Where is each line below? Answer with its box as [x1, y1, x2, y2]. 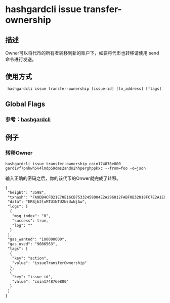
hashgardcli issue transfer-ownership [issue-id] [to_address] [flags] [7, 86, 162, 91]
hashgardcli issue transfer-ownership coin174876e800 [5, 161, 121, 166]
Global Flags [5, 100, 46, 109]
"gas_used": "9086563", [7, 241, 58, 247]
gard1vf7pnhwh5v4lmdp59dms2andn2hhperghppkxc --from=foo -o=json [5, 166, 146, 171]
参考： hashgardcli [5, 116, 51, 123]
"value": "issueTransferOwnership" [12, 260, 87, 266]
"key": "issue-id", [12, 274, 53, 280]
